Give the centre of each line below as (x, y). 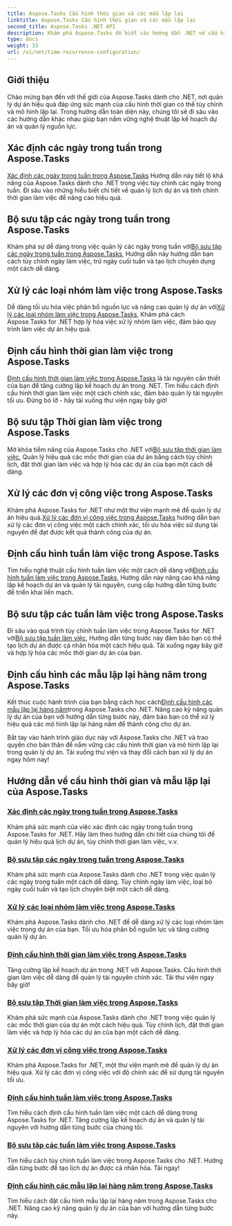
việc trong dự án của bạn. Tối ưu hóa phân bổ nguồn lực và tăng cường (108, 929)
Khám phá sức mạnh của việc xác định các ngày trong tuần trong (100, 826)
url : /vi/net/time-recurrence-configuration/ (74, 53)
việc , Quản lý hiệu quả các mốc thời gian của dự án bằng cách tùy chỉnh (110, 456)
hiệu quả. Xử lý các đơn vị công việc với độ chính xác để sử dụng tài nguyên (116, 1072)
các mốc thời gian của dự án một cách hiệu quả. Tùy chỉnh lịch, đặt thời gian (116, 1025)
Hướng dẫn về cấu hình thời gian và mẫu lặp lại (109, 781)
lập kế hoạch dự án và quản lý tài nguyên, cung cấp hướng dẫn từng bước (112, 585)
